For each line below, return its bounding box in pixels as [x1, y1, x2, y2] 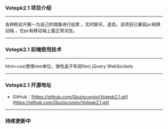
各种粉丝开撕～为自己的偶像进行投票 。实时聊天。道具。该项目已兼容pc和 [5, 21, 156, 27]
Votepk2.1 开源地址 [5, 81, 51, 88]
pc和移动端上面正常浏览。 [23, 27, 77, 33]
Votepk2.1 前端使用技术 [5, 46, 61, 53]
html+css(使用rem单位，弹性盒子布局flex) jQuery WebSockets [5, 63, 133, 69]
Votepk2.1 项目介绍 [5, 4, 51, 11]
